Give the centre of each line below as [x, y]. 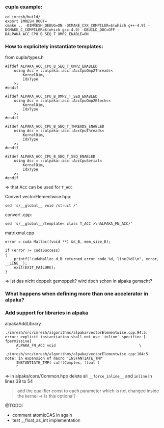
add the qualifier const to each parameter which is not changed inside [88, 391]
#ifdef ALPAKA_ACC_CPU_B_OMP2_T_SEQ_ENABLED [51, 96]
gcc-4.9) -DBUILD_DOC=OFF [89, 30]
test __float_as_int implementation [46, 420]
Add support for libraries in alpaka [47, 313]
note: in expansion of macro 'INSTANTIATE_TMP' [55, 358]
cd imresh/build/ [23, 17]
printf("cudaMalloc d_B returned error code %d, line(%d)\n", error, [87, 259]
